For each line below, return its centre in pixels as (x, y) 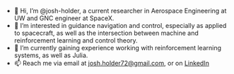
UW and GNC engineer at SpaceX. (64, 18)
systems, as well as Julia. (51, 55)
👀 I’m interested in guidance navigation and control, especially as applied (120, 25)
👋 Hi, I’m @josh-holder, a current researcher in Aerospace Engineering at (120, 11)
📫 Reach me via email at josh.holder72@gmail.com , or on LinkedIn (112, 63)
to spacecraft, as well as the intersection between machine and (106, 33)
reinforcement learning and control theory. (76, 40)
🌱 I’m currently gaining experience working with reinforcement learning (117, 48)
